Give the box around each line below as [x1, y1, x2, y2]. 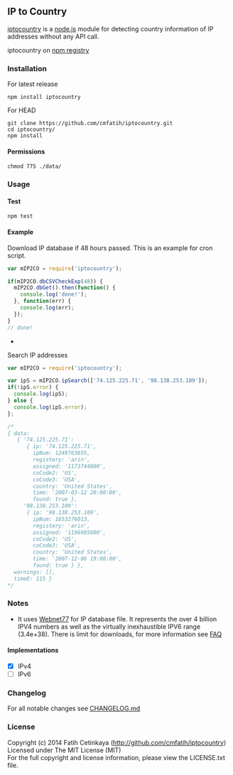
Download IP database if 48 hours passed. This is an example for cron [7, 243, 213, 252]
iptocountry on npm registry [7, 46, 90, 54]
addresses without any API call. [7, 32, 99, 41]
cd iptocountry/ [7, 126, 55, 134]
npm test [7, 213, 33, 220]
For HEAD [7, 106, 36, 114]
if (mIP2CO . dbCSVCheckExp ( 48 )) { [7, 277, 103, 285]
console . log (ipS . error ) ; [13, 403, 87, 411]
